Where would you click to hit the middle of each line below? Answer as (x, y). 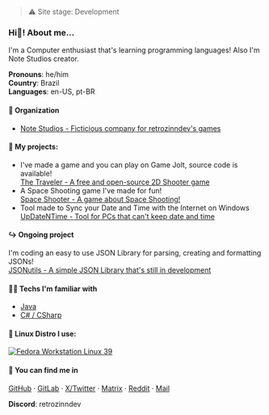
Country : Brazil (34, 83)
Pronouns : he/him (38, 74)
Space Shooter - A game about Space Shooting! (100, 199)
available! (36, 173)
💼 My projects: (34, 147)
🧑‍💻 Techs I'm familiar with (53, 288)
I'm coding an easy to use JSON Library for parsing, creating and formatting (135, 252)
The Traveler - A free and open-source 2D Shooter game (115, 182)
